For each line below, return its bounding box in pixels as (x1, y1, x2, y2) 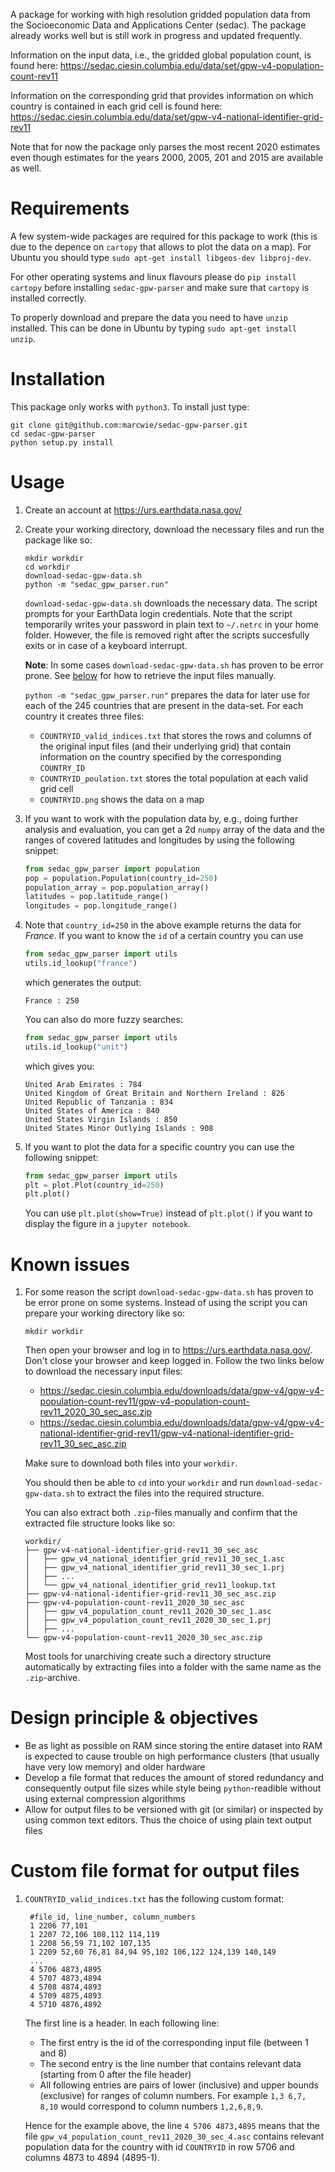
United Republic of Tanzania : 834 (24, 1097, 174, 1107)
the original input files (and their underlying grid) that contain (39, 740, 292, 752)
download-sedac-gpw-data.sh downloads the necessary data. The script (24, 597, 318, 609)
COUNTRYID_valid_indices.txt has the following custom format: (24, 1893, 285, 1905)
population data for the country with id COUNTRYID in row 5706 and (24, 2141, 295, 2153)
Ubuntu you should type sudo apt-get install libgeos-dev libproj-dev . (10, 251, 312, 263)
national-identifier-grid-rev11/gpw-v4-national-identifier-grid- (39, 1427, 295, 1439)
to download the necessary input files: (24, 1365, 183, 1378)
